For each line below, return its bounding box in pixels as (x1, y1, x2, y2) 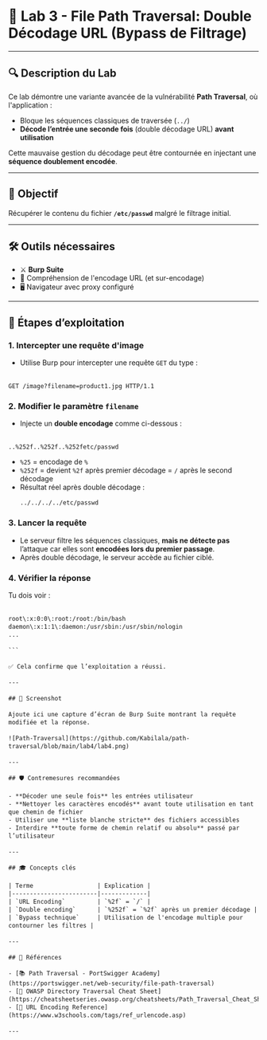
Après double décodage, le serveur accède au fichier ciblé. (19, 552, 215, 562)
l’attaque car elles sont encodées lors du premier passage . (19, 544, 215, 553)
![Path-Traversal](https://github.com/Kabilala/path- (8, 734, 191, 742)
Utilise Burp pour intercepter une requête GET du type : (19, 358, 199, 367)
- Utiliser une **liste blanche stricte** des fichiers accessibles (8, 816, 240, 824)
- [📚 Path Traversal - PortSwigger (8, 969, 129, 977)
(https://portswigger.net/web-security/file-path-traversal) (8, 979, 215, 987)
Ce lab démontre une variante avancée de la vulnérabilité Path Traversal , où (8, 92, 258, 101)
